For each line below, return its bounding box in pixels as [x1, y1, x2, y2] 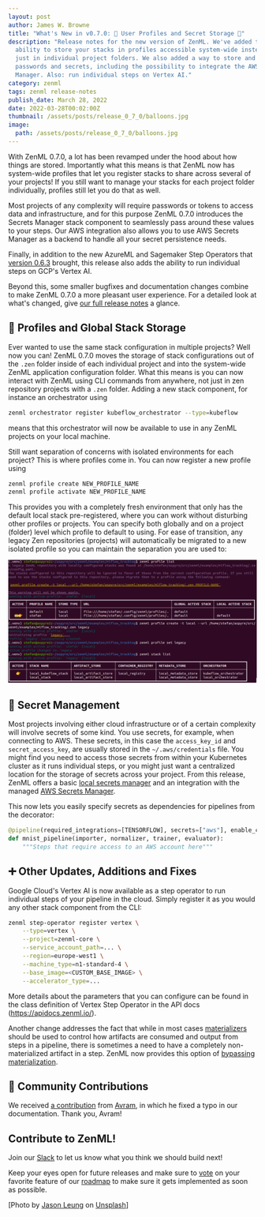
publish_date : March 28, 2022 [8, 95, 108, 104]
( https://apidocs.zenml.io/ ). [8, 1008, 97, 1017]
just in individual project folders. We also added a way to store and [15, 54, 256, 62]
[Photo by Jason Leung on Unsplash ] [8, 1200, 129, 1210]
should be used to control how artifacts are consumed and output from [8, 1032, 239, 1041]
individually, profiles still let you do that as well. [8, 185, 161, 195]
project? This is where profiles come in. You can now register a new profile [8, 455, 251, 465]
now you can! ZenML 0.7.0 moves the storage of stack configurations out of [8, 350, 255, 360]
